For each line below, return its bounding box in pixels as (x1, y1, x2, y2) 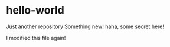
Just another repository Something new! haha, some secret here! (6, 23, 164, 30)
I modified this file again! (6, 34, 66, 41)
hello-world (6, 4, 65, 17)
